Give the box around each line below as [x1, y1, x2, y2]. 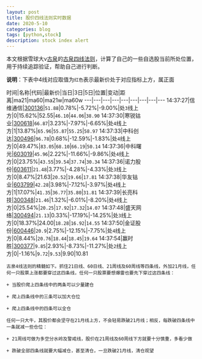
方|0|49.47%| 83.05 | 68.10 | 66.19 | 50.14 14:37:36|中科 [6, 142, 137, 150]
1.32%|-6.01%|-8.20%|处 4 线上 [51, 196, 128, 203]
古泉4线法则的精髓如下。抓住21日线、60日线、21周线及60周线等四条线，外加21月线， [6, 263, 192, 269]
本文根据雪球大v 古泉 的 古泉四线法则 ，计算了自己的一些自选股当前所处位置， [6, 55, 197, 62]
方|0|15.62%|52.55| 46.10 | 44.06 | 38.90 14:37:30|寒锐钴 [6, 112, 141, 119]
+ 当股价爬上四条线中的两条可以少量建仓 [6, 282, 94, 288]
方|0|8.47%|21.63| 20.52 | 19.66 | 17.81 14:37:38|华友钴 [6, 173, 138, 180]
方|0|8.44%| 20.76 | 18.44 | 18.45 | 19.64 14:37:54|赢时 [6, 234, 133, 242]
